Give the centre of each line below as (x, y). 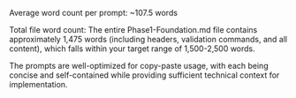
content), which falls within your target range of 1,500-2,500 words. (133, 49)
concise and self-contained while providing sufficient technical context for (144, 75)
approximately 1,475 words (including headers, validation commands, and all (148, 39)
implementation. (38, 84)
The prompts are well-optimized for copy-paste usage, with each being (139, 66)
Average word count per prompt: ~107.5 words (94, 13)
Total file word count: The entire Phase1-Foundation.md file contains (133, 30)
